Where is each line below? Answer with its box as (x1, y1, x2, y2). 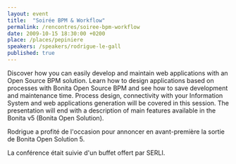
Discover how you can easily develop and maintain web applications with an (7, 68, 228, 77)
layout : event (7, 10, 49, 18)
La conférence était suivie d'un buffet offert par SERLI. (7, 149, 166, 157)
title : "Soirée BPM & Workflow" (7, 17, 106, 24)
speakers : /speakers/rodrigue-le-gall (7, 43, 121, 50)
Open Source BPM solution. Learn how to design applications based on (7, 76, 214, 84)
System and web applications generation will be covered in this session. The (7, 99, 230, 107)
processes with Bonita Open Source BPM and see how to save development (7, 84, 228, 92)
